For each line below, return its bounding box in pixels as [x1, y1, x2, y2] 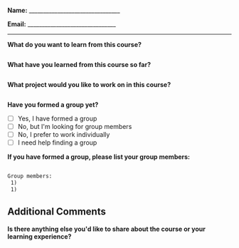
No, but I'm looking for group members [17, 123, 132, 131]
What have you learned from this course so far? [7, 61, 152, 68]
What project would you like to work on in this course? [7, 81, 171, 88]
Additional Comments [7, 206, 107, 218]
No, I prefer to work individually [17, 130, 110, 139]
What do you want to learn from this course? [7, 41, 142, 48]
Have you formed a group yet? [7, 100, 99, 109]
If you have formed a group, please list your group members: [7, 153, 191, 161]
